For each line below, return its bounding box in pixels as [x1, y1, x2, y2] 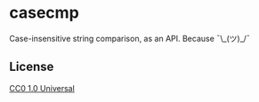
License [9, 59, 54, 75]
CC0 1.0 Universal [9, 82, 76, 93]
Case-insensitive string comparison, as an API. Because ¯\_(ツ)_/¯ [9, 33, 251, 43]
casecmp [9, 3, 80, 23]
